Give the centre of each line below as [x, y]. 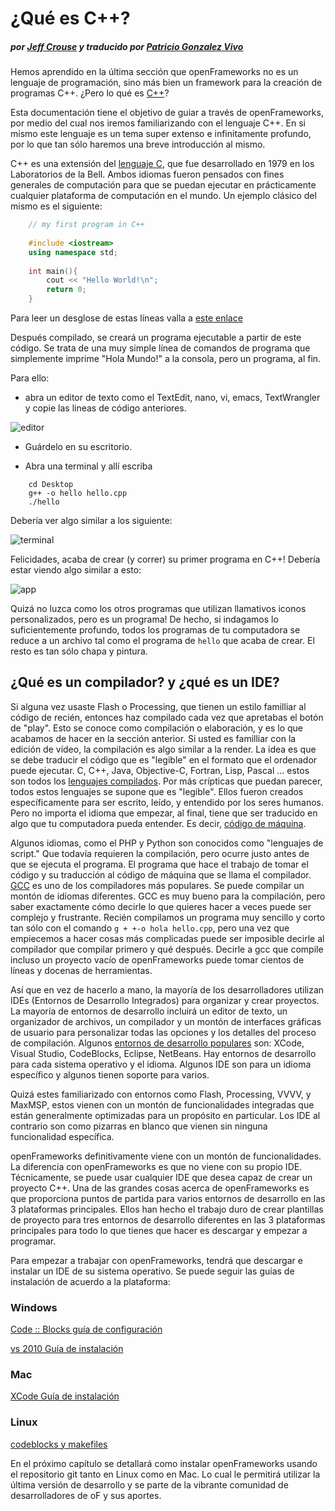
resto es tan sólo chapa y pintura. [79, 651]
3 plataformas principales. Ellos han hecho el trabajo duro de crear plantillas [167, 1209]
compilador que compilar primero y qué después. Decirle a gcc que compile [167, 949]
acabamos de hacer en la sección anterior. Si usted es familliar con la [153, 738]
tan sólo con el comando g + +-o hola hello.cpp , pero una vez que [150, 928]
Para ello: [30, 378]
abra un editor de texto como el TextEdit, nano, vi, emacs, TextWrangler [172, 398]
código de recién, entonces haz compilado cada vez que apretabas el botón [167, 717]
